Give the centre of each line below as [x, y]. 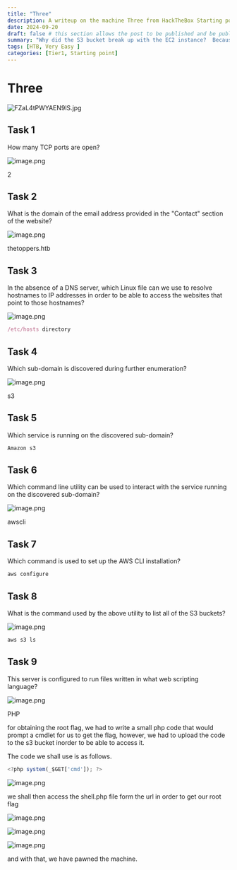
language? [23, 686]
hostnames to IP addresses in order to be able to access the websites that [115, 295]
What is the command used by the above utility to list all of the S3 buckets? [116, 613]
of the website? [30, 221]
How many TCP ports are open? [54, 147]
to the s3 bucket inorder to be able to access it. [76, 742]
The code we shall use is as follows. [60, 756]
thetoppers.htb [29, 249]
